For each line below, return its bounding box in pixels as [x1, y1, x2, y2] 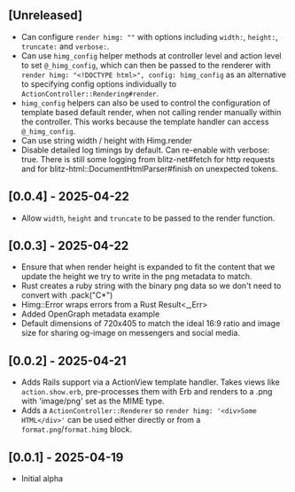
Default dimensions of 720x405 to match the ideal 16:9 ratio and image [20, 318, 281, 329]
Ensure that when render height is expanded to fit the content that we [20, 262, 276, 272]
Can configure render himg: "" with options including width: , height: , [20, 31, 278, 42]
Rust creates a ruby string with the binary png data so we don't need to [20, 280, 282, 292]
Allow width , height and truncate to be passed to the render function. [20, 213, 276, 223]
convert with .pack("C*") [20, 290, 113, 301]
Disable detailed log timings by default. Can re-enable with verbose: [20, 144, 270, 155]
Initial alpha [20, 473, 64, 484]
